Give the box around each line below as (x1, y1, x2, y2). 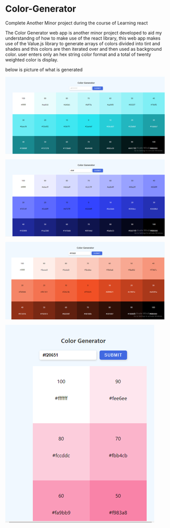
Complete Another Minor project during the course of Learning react (5, 20, 148, 26)
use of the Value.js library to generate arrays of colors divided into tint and (5, 40, 160, 46)
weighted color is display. (5, 56, 59, 63)
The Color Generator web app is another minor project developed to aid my (5, 29, 162, 36)
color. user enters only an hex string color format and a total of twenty (5, 51, 151, 57)
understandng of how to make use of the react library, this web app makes (5, 35, 161, 41)
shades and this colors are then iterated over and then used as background (5, 46, 162, 52)
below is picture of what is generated (5, 67, 83, 73)
